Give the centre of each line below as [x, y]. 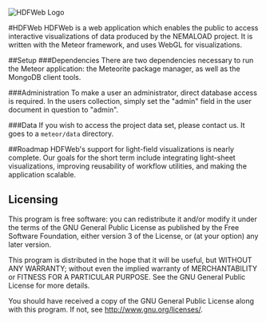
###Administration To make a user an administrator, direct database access [133, 93]
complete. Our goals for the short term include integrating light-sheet [122, 157]
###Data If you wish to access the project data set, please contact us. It [127, 125]
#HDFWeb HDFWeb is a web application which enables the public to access [133, 28]
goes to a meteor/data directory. [61, 133]
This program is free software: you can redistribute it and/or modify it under [133, 219]
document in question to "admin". [64, 109]
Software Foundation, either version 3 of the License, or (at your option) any [133, 236]
